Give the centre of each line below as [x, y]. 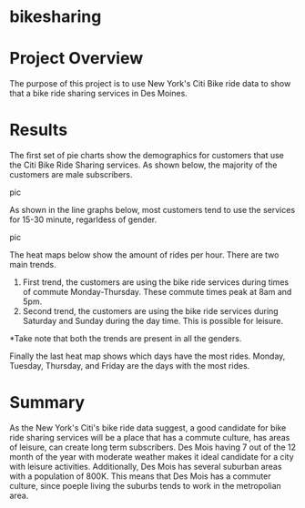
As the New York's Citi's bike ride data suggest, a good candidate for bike [148, 428]
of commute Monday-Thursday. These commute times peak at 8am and [157, 292]
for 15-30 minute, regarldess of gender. [83, 219]
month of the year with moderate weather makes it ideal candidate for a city [152, 457]
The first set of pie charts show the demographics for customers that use [147, 156]
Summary [47, 403]
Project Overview [76, 59]
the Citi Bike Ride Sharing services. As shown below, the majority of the [143, 165]
